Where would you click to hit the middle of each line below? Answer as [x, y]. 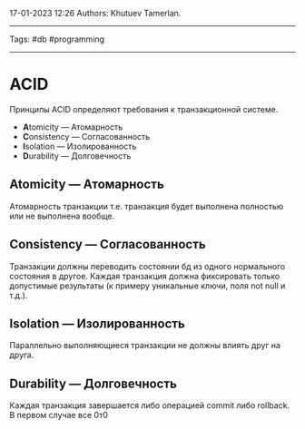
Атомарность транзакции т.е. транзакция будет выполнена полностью [147, 206]
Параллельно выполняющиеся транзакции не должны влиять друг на [145, 346]
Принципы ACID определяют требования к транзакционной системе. [144, 109]
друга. [22, 355]
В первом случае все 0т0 [59, 415]
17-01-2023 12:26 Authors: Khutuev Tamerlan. [95, 13]
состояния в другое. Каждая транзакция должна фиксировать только [145, 276]
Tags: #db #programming [57, 39]
